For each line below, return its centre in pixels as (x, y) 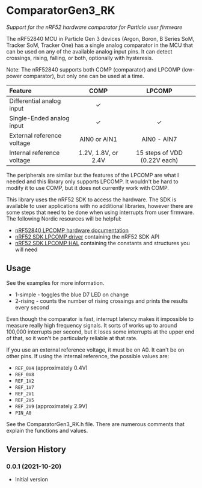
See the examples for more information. (55, 282)
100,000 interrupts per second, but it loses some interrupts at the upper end (100, 332)
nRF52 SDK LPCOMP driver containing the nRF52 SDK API (87, 236)
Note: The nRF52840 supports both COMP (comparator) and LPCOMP (93, 69)
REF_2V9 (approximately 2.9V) (51, 406)
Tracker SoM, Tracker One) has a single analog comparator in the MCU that (100, 45)
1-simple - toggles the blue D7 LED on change (72, 294)
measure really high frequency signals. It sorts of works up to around (92, 325)
